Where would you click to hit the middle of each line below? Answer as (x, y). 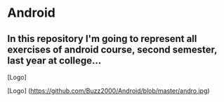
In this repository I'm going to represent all (102, 39)
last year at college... (54, 60)
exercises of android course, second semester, (112, 49)
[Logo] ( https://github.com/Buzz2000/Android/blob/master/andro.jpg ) (108, 91)
